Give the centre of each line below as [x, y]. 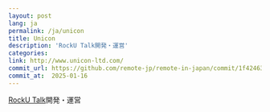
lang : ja [23, 23]
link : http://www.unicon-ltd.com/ [66, 61]
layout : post [30, 16]
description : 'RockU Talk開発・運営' [68, 46]
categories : [28, 53]
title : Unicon [32, 38]
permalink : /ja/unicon [46, 31]
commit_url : [28, 68]
